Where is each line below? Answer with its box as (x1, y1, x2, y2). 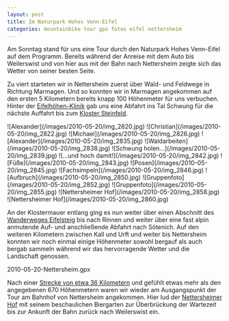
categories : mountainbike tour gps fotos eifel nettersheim (7, 25, 183, 32)
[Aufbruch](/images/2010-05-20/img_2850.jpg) (7, 173, 142, 181)
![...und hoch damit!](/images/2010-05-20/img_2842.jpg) (58, 151, 219, 160)
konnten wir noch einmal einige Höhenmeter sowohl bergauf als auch (7, 237, 203, 246)
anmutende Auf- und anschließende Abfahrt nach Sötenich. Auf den (7, 223, 200, 231)
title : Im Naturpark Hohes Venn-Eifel (7, 18, 118, 25)
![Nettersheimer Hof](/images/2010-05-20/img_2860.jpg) (7, 195, 169, 203)
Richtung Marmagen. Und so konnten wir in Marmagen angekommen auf (7, 88, 213, 96)
